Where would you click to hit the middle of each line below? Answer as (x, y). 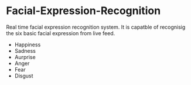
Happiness (28, 45)
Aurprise (25, 57)
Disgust (24, 76)
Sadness (25, 50)
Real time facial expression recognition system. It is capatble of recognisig (96, 27)
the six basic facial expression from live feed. (61, 33)
